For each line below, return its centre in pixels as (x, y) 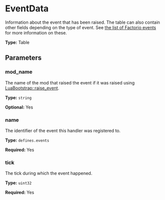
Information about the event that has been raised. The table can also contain (82, 22)
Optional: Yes (19, 107)
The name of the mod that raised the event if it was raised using (70, 82)
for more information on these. (36, 33)
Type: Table (17, 42)
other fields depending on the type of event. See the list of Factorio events (81, 27)
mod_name (19, 72)
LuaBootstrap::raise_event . (32, 88)
